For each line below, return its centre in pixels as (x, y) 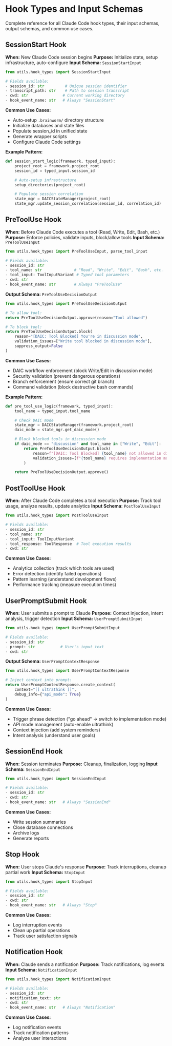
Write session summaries (39, 822)
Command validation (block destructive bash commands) (73, 387)
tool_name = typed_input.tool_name (52, 411)
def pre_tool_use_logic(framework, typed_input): (59, 406)
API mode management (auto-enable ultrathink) (63, 724)
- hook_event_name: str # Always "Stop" (51, 905)
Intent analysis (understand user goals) (54, 735)
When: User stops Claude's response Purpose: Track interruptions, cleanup (86, 867)
